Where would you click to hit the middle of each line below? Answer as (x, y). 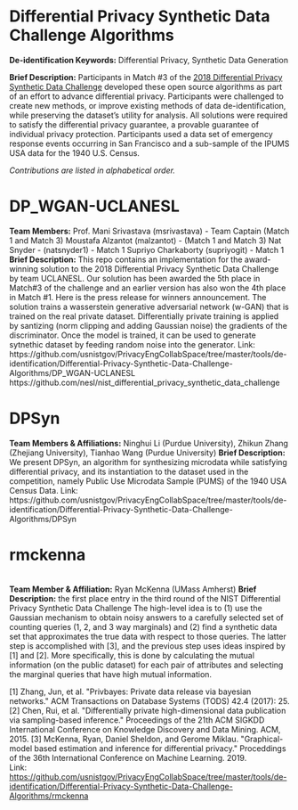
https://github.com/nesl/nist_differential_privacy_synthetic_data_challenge (145, 382)
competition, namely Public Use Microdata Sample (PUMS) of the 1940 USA (148, 481)
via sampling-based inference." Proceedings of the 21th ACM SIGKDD (137, 720)
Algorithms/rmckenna (49, 796)
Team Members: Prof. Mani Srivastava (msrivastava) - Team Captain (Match (149, 231)
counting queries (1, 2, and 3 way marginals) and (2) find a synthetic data (143, 626)
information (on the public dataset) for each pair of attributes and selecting (146, 665)
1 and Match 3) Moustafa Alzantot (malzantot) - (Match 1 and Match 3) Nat (145, 240)
